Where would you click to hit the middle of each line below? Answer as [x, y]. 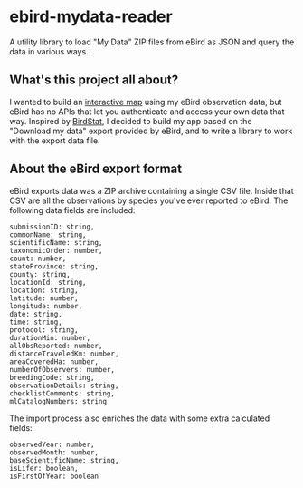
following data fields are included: [72, 210]
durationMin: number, [50, 337]
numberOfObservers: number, [62, 369]
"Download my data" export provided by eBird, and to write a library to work [151, 131]
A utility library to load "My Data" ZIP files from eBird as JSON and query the [152, 42]
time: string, [36, 322]
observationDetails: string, [64, 386]
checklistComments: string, [62, 393]
